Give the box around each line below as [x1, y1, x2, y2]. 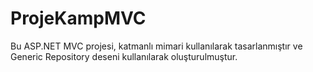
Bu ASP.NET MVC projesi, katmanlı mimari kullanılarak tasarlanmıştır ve [10, 40, 303, 52]
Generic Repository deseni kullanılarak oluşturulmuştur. [10, 50, 238, 62]
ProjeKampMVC [10, 7, 147, 30]
